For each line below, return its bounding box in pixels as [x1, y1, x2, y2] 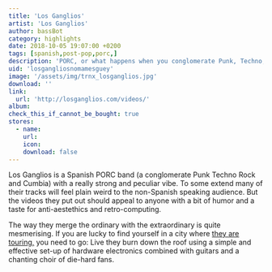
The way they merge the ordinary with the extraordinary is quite [8, 220, 221, 230]
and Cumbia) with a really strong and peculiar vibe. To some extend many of [8, 179, 263, 188]
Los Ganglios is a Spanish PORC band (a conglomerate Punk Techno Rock [8, 170, 256, 179]
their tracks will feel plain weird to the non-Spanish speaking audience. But [8, 188, 258, 197]
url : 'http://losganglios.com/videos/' [15, 95, 151, 103]
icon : [23, 140, 42, 149]
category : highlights [8, 34, 82, 43]
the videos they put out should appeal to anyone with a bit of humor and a [8, 196, 255, 205]
